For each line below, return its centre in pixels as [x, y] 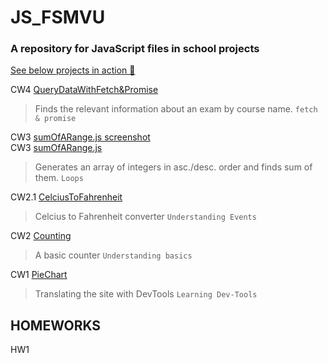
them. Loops [59, 178]
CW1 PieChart [39, 275]
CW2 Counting [41, 236]
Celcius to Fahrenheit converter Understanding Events [145, 217]
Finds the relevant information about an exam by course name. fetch [176, 109]
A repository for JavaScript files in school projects [135, 49]
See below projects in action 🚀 [73, 70]
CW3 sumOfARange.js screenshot [80, 137]
